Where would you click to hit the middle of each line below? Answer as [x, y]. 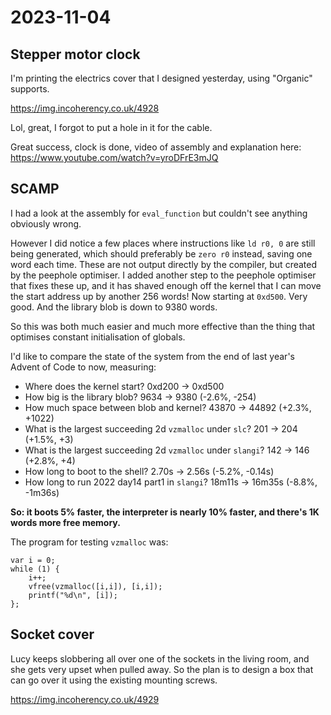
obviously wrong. [46, 223]
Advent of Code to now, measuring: [83, 367]
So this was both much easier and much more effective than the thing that [163, 326]
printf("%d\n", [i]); [73, 595]
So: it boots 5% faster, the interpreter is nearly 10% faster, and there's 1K [165, 512]
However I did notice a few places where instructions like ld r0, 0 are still [163, 243]
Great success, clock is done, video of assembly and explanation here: [156, 147]
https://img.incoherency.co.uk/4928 [85, 108]
